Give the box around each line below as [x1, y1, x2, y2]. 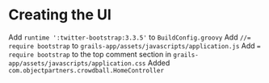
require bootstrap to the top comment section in [8, 49, 172, 59]
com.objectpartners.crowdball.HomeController [8, 66, 164, 74]
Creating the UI [8, 6, 111, 24]
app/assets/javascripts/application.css [8, 59, 147, 68]
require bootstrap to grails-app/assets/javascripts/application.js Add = [8, 40, 261, 50]
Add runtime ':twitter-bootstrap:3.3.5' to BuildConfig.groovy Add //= [8, 32, 251, 42]
